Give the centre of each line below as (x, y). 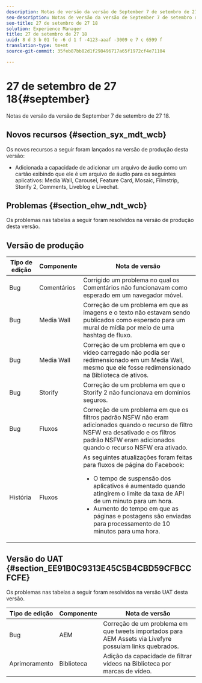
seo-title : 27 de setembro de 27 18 (52, 23)
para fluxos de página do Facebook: (134, 465)
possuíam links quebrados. (141, 646)
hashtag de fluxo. (108, 335)
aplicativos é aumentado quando (139, 486)
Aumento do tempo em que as (136, 509)
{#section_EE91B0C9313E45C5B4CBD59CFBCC (99, 568)
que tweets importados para (143, 631)
